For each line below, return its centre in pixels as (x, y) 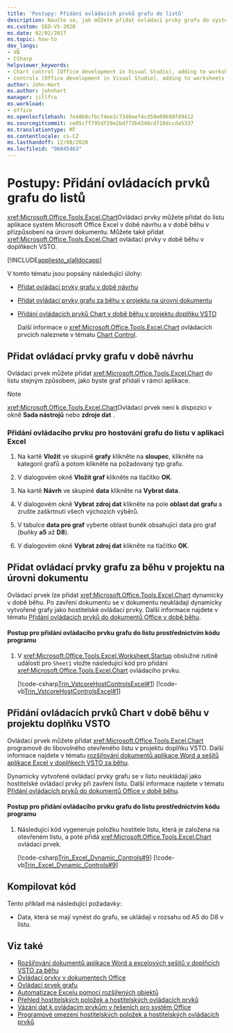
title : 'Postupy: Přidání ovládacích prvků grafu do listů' (96, 14)
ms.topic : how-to (32, 40)
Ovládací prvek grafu (48, 984)
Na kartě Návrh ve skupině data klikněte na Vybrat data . (98, 491)
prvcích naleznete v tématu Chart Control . (77, 334)
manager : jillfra (32, 98)
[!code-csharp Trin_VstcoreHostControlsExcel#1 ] (86, 684)
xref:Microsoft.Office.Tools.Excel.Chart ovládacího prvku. (99, 670)
